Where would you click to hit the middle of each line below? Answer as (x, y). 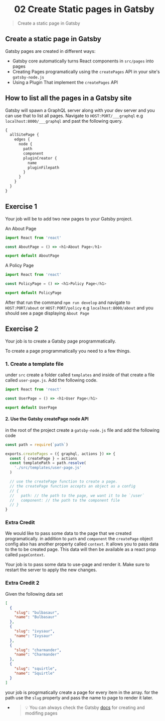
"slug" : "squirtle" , (36, 669)
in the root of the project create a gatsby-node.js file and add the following (82, 430)
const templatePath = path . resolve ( (48, 463)
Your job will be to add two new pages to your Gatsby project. (69, 219)
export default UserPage (31, 408)
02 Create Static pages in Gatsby (84, 9)
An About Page (21, 228)
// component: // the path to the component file (65, 500)
